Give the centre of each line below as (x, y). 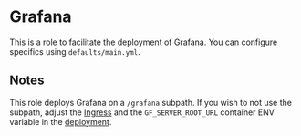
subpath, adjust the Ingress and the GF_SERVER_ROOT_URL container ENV (142, 112)
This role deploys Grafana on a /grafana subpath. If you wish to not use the (150, 102)
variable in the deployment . (61, 121)
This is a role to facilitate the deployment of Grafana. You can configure (144, 42)
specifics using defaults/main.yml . (75, 51)
